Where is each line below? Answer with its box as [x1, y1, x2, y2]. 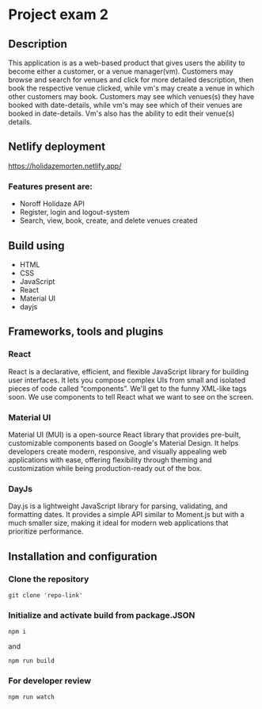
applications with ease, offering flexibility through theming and [8, 454, 212, 465]
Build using [8, 239, 65, 252]
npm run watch [8, 693, 55, 701]
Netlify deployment [8, 140, 105, 154]
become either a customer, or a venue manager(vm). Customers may [8, 67, 234, 76]
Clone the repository [8, 573, 89, 584]
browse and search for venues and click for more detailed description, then [8, 75, 254, 84]
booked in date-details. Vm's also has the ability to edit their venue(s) [8, 109, 235, 118]
